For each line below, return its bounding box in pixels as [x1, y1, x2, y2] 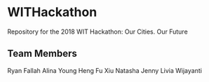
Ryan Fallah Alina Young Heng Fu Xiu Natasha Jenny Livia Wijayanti [7, 66, 202, 74]
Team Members [7, 48, 77, 60]
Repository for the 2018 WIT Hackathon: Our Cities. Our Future [7, 27, 188, 36]
